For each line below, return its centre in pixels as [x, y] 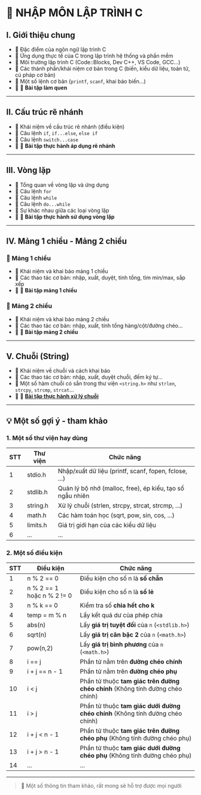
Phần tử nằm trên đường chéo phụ [129, 671]
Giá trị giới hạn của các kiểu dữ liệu [107, 525]
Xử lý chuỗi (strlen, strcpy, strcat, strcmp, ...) [120, 506]
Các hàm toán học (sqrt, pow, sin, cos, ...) [116, 515]
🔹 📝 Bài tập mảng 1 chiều [46, 291]
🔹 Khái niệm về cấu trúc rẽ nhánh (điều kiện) [70, 127]
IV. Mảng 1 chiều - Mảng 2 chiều [67, 241]
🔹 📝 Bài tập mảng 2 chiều [46, 332]
